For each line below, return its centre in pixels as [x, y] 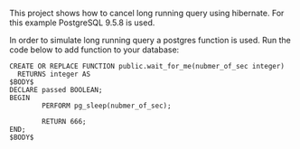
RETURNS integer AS [54, 74]
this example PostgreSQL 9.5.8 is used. [82, 23]
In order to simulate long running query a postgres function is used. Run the [150, 40]
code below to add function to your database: [94, 50]
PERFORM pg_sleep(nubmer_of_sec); [107, 106]
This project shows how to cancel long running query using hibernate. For [147, 13]
